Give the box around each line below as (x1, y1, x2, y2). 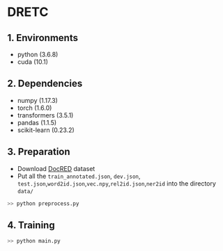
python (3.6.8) (17, 50, 59, 58)
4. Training (7, 219, 55, 231)
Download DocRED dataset (17, 164, 95, 172)
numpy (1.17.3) (17, 96, 58, 104)
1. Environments (7, 32, 79, 44)
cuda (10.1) (17, 58, 49, 66)
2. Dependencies (7, 78, 83, 90)
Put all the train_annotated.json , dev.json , (17, 172, 141, 180)
